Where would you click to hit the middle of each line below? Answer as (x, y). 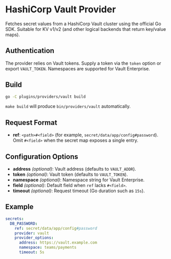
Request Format (31, 123)
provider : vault (32, 233)
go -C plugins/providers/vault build (46, 97)
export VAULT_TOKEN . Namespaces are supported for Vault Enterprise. (78, 68)
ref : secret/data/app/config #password (56, 228)
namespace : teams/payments (48, 248)
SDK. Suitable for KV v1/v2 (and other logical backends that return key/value (86, 29)
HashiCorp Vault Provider (61, 10)
